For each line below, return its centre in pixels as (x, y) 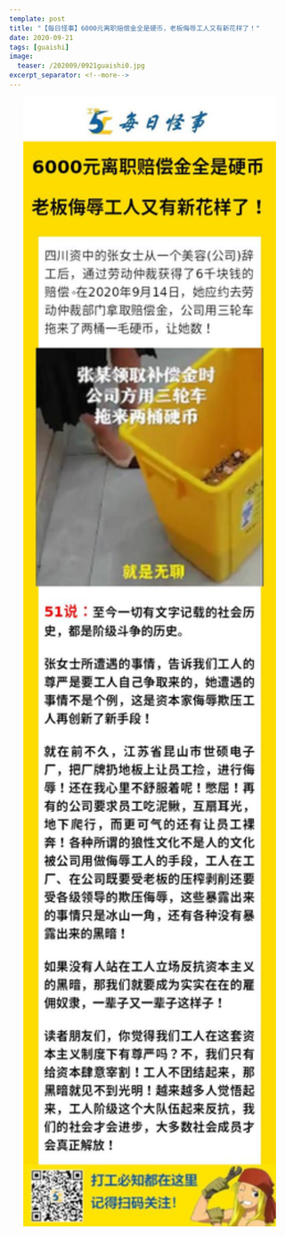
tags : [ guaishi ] (39, 47)
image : (21, 57)
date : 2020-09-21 (41, 37)
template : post (37, 19)
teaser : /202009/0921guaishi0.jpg (81, 66)
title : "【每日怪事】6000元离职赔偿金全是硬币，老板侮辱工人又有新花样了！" (134, 28)
